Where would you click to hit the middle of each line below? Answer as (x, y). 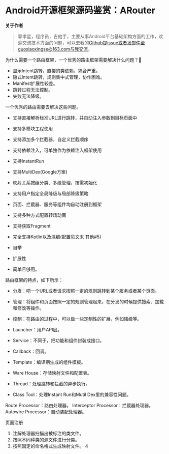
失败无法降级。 (28, 96)
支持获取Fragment (31, 226)
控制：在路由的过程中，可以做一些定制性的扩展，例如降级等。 (77, 319)
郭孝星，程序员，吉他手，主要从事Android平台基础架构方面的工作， (88, 36)
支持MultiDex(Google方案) (40, 172)
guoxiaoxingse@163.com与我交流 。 (55, 49)
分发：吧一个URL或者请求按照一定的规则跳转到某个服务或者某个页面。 (86, 291)
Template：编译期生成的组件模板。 (49, 362)
